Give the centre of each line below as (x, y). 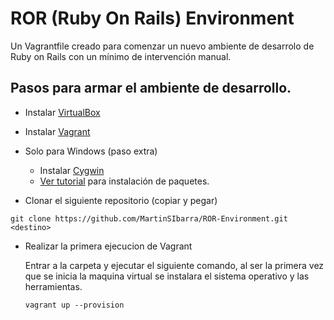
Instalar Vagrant (57, 131)
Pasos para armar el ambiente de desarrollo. (151, 88)
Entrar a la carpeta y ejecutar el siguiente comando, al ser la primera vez (174, 265)
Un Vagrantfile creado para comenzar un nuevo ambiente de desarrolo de (162, 46)
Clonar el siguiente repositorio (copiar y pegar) (121, 200)
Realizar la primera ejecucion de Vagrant (108, 246)
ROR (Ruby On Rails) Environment (152, 18)
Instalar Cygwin (72, 170)
